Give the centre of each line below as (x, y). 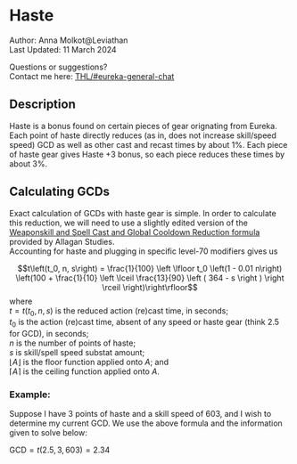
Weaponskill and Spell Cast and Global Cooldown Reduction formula (135, 232)
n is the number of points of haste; (73, 343)
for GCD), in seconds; (49, 334)
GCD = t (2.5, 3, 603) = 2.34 (60, 450)
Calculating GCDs (59, 192)
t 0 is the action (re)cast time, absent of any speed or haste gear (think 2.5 (144, 323)
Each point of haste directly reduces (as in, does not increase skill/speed (143, 135)
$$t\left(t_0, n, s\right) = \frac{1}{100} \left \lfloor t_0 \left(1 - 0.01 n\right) (150, 268)
